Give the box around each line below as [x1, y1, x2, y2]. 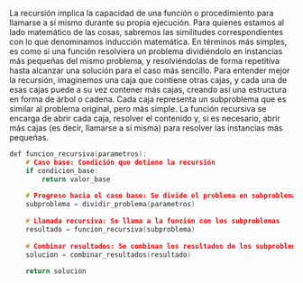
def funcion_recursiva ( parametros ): [9, 150, 147, 159]
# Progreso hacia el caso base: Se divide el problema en [25, 191, 248, 201]
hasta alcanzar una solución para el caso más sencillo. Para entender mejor [9, 65, 290, 76]
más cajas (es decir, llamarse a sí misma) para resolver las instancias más [9, 123, 283, 133]
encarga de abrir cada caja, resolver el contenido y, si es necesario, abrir [9, 113, 281, 123]
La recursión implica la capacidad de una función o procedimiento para [9, 8, 274, 18]
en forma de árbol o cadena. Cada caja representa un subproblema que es [9, 94, 287, 105]
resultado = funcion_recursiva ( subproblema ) [25, 224, 196, 233]
